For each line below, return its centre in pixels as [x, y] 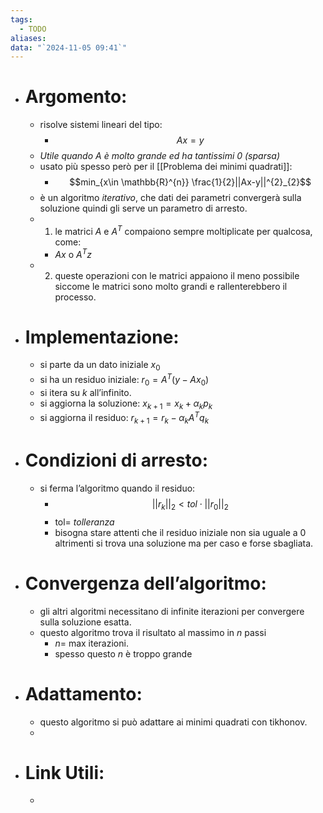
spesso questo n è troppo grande [123, 653]
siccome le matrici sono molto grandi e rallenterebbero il [171, 286]
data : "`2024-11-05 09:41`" [69, 47]
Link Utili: [64, 772]
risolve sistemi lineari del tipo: [101, 125]
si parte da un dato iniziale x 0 [100, 366]
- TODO [33, 29]
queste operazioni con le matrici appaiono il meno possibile [177, 275]
